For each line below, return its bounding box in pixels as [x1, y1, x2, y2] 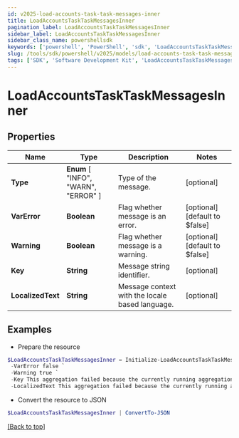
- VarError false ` [10, 363, 65, 370]
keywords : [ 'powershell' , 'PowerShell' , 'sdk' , [7, 43, 152, 51]
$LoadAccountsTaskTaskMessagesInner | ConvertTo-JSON [7, 409, 171, 417]
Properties [7, 131, 55, 143]
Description [127, 152, 169, 162]
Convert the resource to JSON [17, 395, 107, 404]
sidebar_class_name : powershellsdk [7, 37, 113, 44]
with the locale [118, 290, 167, 300]
